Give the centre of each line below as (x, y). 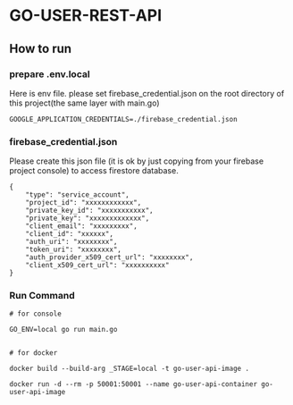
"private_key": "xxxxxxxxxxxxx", (88, 219)
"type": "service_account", (77, 195)
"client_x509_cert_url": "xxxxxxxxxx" (97, 266)
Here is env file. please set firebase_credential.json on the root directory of (147, 93)
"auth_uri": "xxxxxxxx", (71, 242)
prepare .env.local (50, 74)
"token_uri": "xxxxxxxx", (74, 250)
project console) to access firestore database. (94, 171)
